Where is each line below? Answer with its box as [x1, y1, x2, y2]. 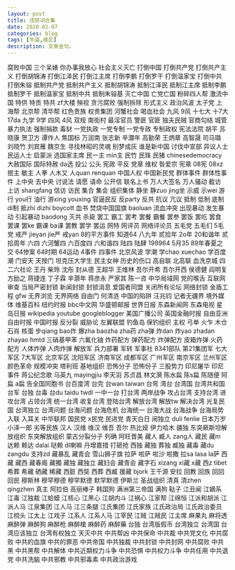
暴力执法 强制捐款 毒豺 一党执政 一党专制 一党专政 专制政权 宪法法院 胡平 [7, 124, 218, 133]
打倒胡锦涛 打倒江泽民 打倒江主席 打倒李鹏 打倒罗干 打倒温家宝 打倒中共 [15, 72, 222, 80]
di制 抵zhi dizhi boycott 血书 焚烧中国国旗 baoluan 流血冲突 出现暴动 [7, 204, 205, 212]
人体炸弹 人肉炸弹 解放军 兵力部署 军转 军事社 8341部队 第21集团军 [20, 344, 214, 352]
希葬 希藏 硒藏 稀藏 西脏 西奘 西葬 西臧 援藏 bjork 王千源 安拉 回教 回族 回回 [7, 467, 224, 475]
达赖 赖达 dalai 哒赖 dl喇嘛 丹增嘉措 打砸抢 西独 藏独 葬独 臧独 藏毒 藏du [7, 441, 215, 449]
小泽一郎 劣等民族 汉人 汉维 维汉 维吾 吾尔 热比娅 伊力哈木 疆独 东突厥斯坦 [7, 423, 222, 432]
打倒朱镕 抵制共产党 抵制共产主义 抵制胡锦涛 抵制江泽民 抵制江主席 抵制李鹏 [7, 81, 227, 89]
